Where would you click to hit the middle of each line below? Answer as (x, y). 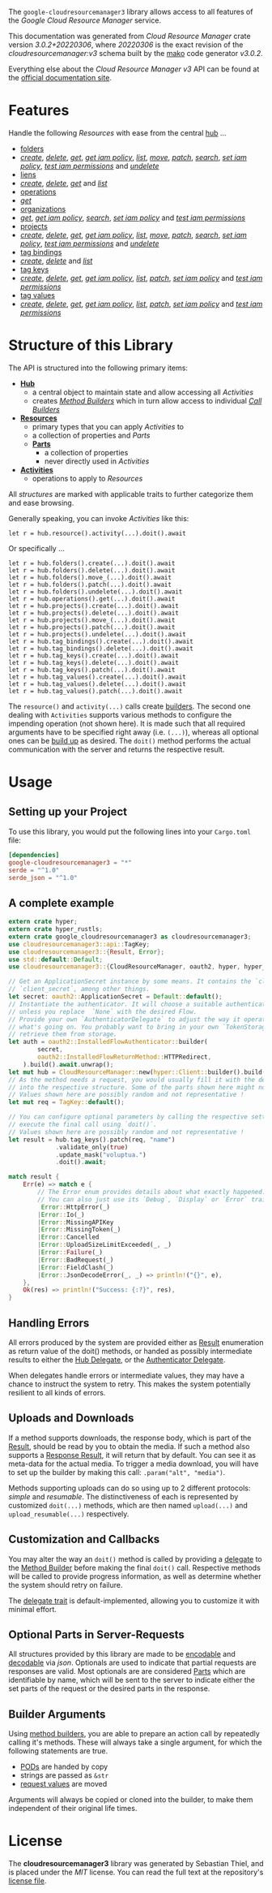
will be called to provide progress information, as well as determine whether (135, 1576)
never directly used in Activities (97, 461)
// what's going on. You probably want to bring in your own (114, 1027)
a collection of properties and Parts (91, 435)
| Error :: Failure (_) (70, 1253)
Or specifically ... (36, 548)
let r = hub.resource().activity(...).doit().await (97, 533)
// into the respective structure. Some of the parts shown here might (132, 1087)
